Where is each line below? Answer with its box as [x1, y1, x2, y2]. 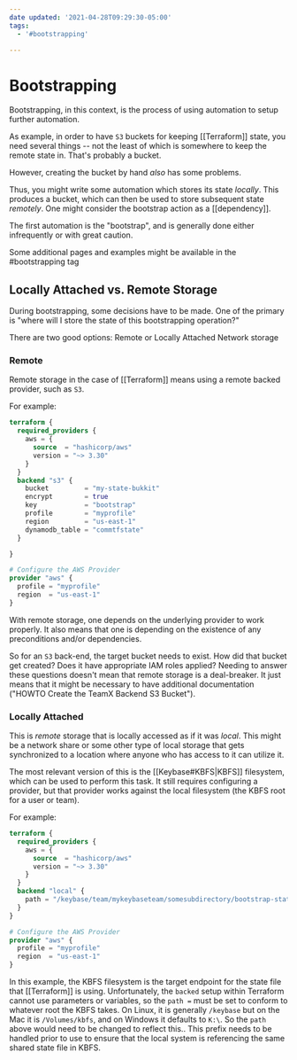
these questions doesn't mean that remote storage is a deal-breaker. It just [9, 669, 281, 680]
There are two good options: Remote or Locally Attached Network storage [9, 332, 279, 343]
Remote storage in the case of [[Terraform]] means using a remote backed [9, 374, 281, 386]
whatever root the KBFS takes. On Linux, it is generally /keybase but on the [9, 1005, 280, 1016]
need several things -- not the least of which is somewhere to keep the [9, 141, 268, 152]
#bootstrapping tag [9, 256, 80, 267]
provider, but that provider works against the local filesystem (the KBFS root [9, 785, 286, 796]
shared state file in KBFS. [9, 1042, 102, 1053]
